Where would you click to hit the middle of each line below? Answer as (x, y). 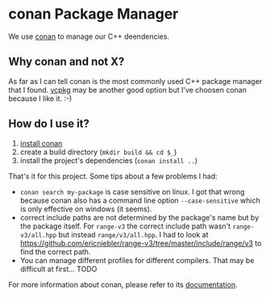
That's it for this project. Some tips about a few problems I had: (113, 176)
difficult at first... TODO (58, 269)
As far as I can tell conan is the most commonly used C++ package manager (135, 81)
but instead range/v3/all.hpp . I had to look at (133, 234)
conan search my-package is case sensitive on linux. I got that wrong (132, 191)
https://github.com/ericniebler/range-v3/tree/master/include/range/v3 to (141, 243)
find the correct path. (55, 252)
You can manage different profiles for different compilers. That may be (137, 260)
